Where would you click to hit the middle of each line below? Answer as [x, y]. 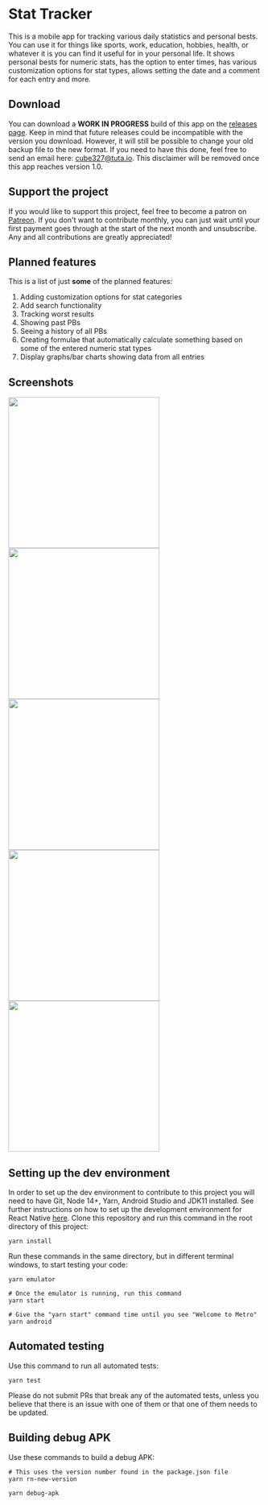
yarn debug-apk [34, 1493]
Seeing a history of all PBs [63, 332]
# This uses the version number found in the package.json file [118, 1472]
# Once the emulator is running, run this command [95, 1293]
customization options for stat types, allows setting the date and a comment [134, 70]
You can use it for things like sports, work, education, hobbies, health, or [129, 44]
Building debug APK [60, 1438]
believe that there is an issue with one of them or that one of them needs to [133, 1404]
